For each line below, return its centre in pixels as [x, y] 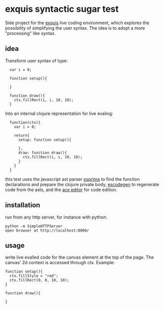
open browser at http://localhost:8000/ [47, 231]
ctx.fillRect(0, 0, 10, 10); [39, 280]
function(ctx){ [25, 122]
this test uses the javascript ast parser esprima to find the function [72, 179]
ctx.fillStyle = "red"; [34, 276]
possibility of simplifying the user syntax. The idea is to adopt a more [75, 28]
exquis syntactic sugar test [62, 9]
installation [23, 205]
